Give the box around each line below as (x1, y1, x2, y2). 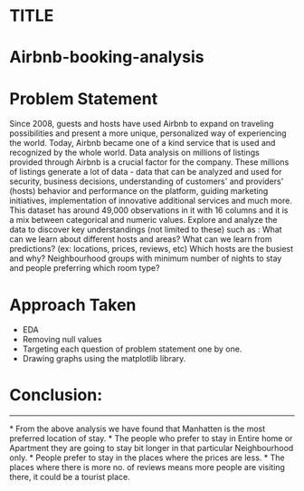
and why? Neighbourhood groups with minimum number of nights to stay (9, 253, 282, 264)
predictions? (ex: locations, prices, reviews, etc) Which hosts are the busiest (9, 244, 294, 255)
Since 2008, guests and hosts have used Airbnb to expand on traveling (9, 119, 274, 130)
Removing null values (22, 334, 102, 345)
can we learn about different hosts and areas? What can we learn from (9, 234, 273, 245)
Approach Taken (9, 294, 137, 315)
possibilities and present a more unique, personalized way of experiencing (9, 128, 287, 139)
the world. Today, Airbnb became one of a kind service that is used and (9, 138, 276, 149)
